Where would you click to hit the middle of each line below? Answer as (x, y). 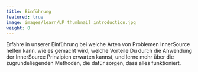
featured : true (25, 17)
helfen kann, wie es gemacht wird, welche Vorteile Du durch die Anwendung (99, 51)
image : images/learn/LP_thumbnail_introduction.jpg (71, 22)
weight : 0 (18, 28)
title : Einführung (29, 11)
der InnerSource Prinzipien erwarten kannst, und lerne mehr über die (90, 57)
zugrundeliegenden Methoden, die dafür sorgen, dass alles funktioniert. (94, 63)
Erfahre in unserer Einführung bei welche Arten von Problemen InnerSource (98, 44)
